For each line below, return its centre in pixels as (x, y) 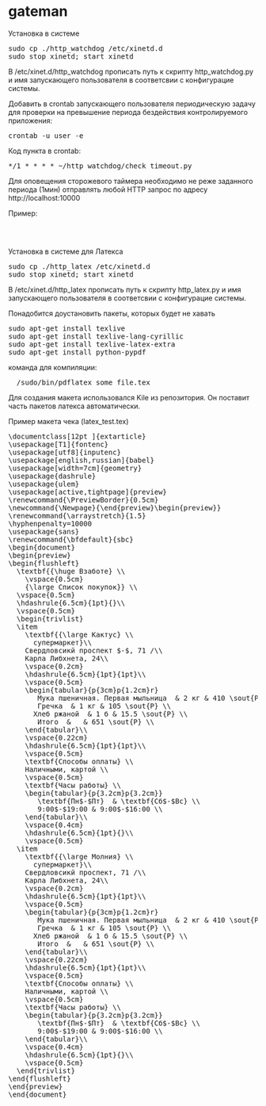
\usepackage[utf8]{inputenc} (65, 452)
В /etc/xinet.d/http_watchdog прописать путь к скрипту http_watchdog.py (131, 71)
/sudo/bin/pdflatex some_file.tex (83, 382)
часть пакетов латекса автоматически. (74, 406)
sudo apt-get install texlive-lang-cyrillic (96, 336)
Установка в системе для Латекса (66, 251)
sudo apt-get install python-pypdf (77, 352)
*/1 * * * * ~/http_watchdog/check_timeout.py (100, 166)
